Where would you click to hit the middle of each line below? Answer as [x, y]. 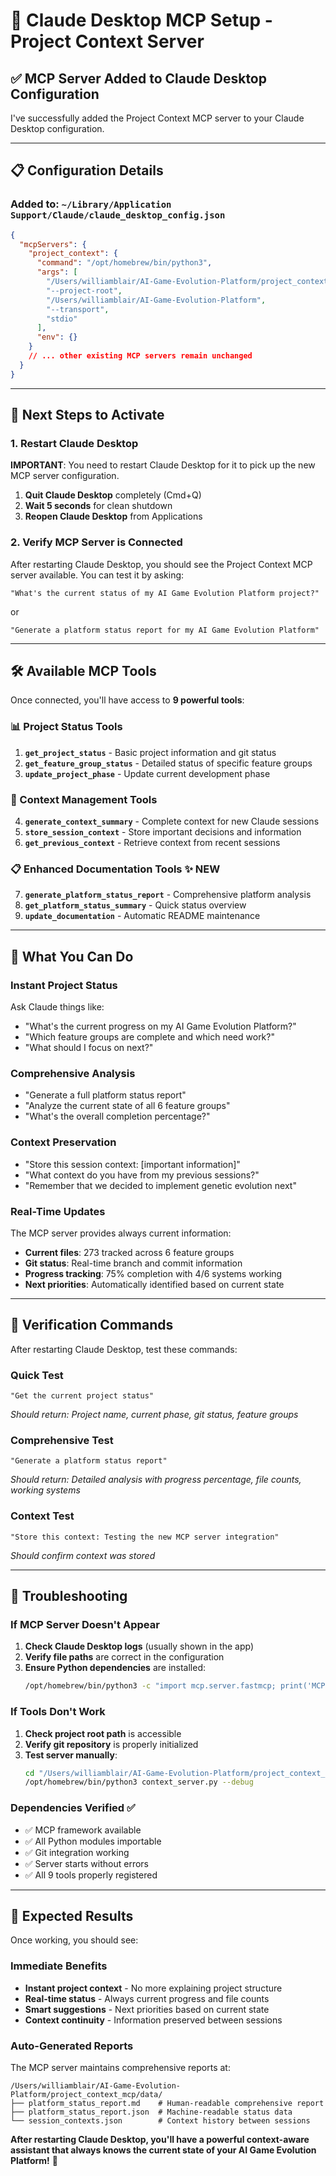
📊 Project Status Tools [66, 727]
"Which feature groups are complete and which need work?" [149, 1037]
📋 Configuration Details [87, 170]
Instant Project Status [64, 985]
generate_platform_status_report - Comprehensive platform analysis [168, 895]
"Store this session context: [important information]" [132, 1164]
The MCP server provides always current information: [121, 1233]
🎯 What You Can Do [72, 956]
